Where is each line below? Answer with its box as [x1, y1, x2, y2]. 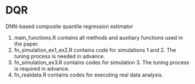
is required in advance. [14, 65, 70, 72]
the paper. [14, 40, 39, 47]
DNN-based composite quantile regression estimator [5, 23, 133, 30]
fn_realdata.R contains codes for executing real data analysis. [14, 71, 163, 78]
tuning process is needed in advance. [14, 52, 105, 60]
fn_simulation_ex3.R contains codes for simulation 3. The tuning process [14, 59, 190, 66]
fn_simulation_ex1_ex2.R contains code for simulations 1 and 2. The [14, 46, 177, 53]
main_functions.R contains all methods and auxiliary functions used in [14, 34, 183, 41]
